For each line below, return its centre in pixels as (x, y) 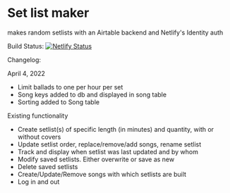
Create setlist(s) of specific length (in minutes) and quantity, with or (115, 129)
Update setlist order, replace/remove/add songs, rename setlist (109, 144)
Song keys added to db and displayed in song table (92, 94)
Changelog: (24, 60)
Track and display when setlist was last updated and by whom (108, 151)
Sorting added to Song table (59, 102)
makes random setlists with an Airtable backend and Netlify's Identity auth (115, 32)
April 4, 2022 (26, 73)
